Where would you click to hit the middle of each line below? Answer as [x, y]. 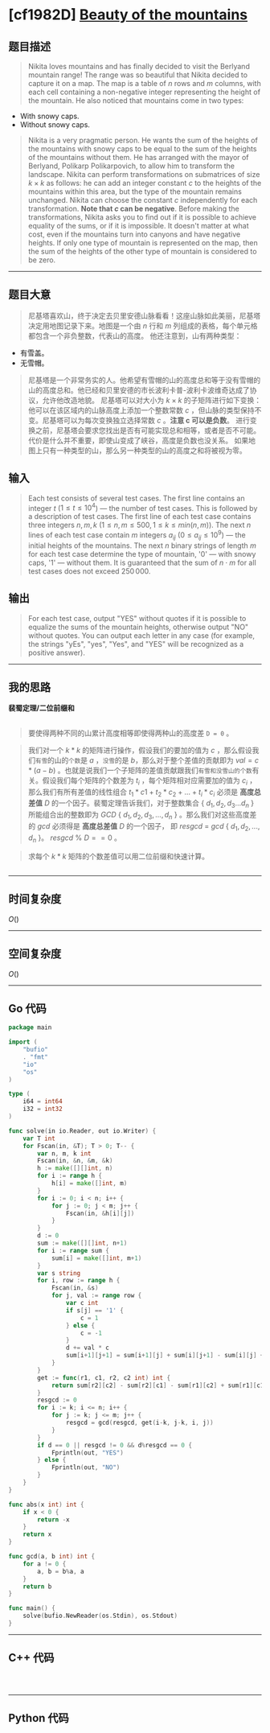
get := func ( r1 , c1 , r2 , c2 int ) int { [104, 1377]
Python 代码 [39, 1718]
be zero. [42, 260]
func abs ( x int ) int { [46, 1505]
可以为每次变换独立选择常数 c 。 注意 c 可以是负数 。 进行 [157, 420]
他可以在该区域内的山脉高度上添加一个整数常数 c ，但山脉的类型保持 [141, 410]
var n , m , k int [64, 1153]
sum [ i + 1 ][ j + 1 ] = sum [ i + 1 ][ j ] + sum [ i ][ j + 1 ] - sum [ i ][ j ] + [165, 1356]
